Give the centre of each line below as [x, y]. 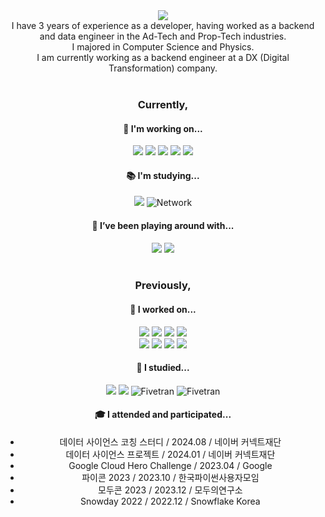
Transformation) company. [163, 68]
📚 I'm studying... [163, 175]
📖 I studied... [163, 368]
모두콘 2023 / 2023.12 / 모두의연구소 [170, 490]
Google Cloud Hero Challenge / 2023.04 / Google [170, 466]
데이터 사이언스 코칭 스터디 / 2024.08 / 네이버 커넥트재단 [170, 442]
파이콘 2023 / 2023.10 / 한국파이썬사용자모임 [170, 478]
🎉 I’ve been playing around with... [163, 225]
